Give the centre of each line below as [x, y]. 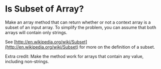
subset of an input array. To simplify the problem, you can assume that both [81, 27]
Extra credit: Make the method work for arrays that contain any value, [74, 56]
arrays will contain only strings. [36, 32]
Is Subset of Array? [44, 9]
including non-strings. [27, 61]
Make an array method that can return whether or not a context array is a [78, 22]
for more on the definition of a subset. [117, 47]
